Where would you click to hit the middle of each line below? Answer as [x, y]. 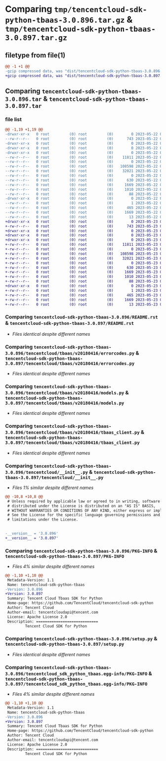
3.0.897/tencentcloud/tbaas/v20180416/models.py [65, 403]
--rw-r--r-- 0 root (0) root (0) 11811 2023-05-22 [82, 157]
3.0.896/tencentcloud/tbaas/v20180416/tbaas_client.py [72, 433]
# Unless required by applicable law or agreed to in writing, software [84, 501]
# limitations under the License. [43, 520]
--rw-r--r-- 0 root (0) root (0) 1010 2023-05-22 [82, 189]
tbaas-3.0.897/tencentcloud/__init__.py [54, 477]
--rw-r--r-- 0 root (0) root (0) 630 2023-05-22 [82, 180]
